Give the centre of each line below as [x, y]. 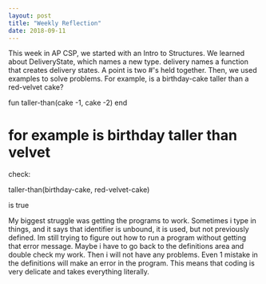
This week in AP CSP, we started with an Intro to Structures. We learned [127, 54]
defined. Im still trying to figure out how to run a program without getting [127, 238]
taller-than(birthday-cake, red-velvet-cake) [79, 190]
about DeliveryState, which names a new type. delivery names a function [129, 62]
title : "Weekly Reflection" [55, 23]
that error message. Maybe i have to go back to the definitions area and [126, 246]
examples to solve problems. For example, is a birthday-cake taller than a [129, 79]
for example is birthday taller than [123, 135]
